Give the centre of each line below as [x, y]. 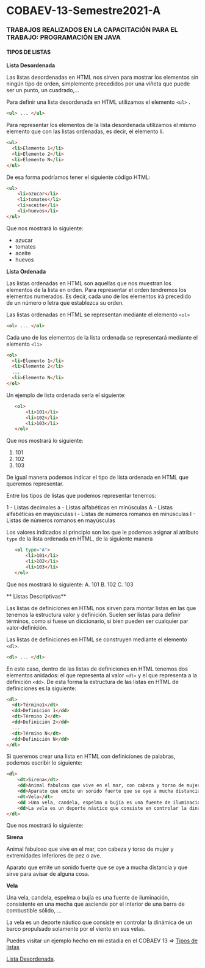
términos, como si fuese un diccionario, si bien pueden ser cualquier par [97, 621]
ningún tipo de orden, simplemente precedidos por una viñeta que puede [98, 84]
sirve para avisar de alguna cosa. [48, 874]
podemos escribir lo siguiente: [45, 763]
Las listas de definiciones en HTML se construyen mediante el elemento [97, 639]
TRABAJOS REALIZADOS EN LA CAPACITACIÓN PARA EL [92, 30]
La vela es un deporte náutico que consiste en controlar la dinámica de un [99, 922]
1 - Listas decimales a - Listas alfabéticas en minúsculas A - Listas [89, 508]
